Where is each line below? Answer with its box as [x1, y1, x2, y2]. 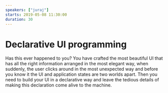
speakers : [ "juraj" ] [5, 7, 49, 13]
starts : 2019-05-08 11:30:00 [5, 12, 67, 17]
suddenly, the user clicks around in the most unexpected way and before [5, 66, 158, 72]
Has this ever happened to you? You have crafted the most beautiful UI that [5, 55, 163, 61]
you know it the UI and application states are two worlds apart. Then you [5, 71, 158, 77]
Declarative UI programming [5, 38, 127, 50]
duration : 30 [5, 17, 33, 22]
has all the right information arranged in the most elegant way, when [5, 61, 149, 67]
